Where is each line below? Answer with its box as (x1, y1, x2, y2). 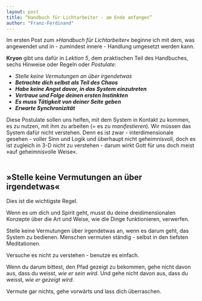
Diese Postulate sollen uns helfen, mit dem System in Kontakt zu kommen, (6, 116, 190, 123)
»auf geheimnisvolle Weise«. (6, 148, 78, 155)
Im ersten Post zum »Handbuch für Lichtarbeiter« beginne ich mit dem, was (6, 37, 195, 44)
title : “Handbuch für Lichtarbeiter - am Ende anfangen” (6, 14, 153, 20)
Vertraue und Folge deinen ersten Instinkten (14, 92, 128, 99)
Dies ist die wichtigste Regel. (6, 197, 78, 205)
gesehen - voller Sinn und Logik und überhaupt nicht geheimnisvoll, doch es (6, 135, 196, 143)
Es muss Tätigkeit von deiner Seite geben (14, 98, 122, 105)
